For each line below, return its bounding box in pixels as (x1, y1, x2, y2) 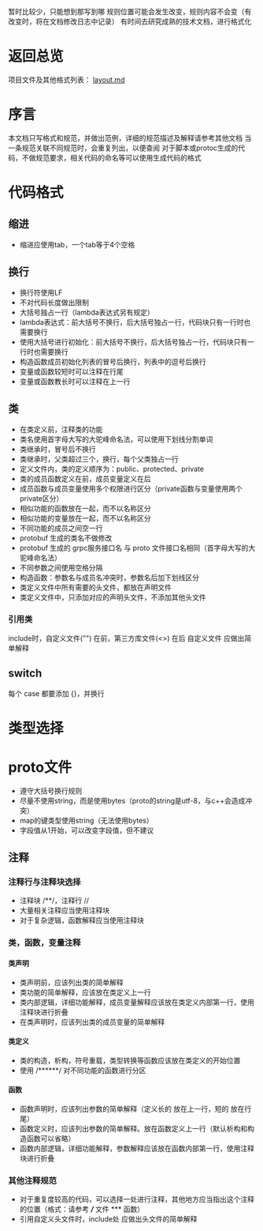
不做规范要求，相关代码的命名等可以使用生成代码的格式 (21, 152, 202, 162)
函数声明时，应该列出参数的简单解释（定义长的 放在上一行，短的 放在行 (19, 1104, 252, 1113)
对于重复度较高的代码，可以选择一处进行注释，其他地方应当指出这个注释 (19, 1195, 254, 1204)
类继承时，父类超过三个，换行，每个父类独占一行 (19, 454, 179, 464)
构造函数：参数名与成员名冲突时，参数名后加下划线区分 (19, 572, 199, 582)
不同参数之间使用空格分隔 (19, 563, 103, 572)
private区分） (19, 493, 64, 503)
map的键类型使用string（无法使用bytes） (19, 815, 154, 825)
